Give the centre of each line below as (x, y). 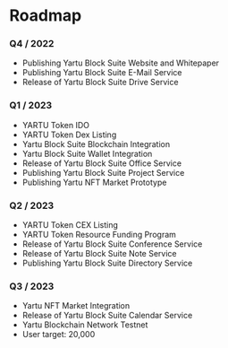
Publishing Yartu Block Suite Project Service (103, 172)
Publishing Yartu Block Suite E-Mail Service (102, 73)
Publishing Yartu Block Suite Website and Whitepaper (121, 63)
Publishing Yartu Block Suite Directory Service (107, 263)
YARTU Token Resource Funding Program (99, 235)
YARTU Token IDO (55, 125)
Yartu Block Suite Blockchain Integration (96, 144)
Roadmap (46, 16)
